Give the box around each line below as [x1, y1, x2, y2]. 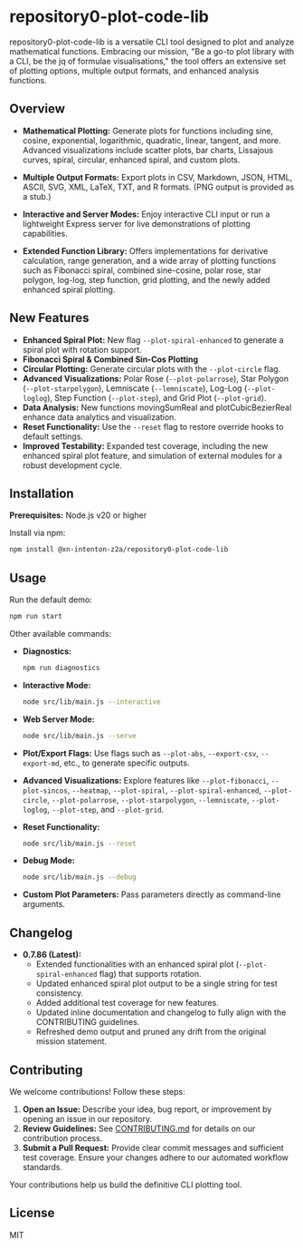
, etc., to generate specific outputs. [59, 757, 190, 768]
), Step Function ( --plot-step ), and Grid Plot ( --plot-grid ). [46, 392, 267, 403]
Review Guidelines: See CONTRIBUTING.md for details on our [22, 1123, 256, 1134]
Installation [9, 485, 74, 501]
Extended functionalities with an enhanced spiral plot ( [35, 959, 240, 970]
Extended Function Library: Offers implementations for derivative [22, 245, 269, 256]
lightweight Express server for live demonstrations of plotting [22, 218, 251, 229]
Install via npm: [9, 528, 66, 539]
